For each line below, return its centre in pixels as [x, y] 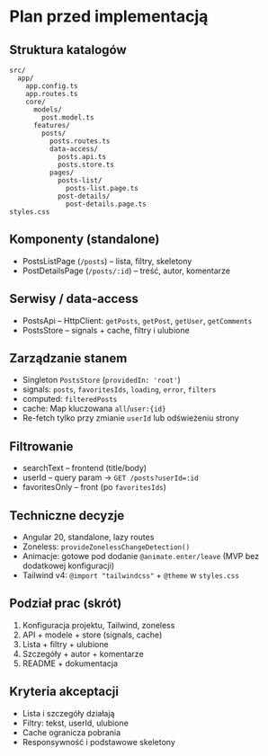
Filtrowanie [41, 446]
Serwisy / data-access [74, 299]
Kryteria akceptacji [64, 692]
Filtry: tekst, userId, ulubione [75, 723]
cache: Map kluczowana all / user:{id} [94, 409]
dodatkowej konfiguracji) [68, 566]
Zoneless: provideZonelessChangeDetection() [106, 547]
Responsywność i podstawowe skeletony [98, 742]
